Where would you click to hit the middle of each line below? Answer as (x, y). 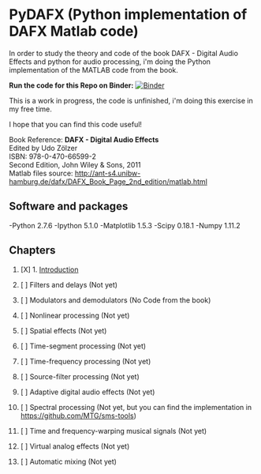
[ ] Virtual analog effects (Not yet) (75, 446)
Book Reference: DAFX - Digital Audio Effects (84, 139)
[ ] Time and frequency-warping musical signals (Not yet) (114, 431)
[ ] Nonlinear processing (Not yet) (75, 315)
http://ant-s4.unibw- (108, 173)
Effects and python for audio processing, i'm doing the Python (110, 62)
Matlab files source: (41, 173)
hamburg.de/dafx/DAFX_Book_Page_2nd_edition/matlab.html (108, 181)
